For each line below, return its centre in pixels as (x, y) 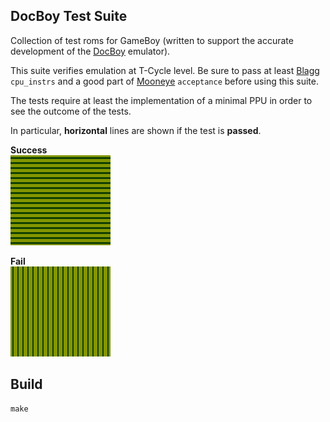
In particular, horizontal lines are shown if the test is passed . (136, 130)
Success (29, 150)
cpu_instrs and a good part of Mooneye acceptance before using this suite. (164, 81)
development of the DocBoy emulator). (90, 51)
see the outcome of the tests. (71, 111)
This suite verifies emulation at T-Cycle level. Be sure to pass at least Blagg (165, 70)
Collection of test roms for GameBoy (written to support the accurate (152, 40)
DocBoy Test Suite (69, 16)
